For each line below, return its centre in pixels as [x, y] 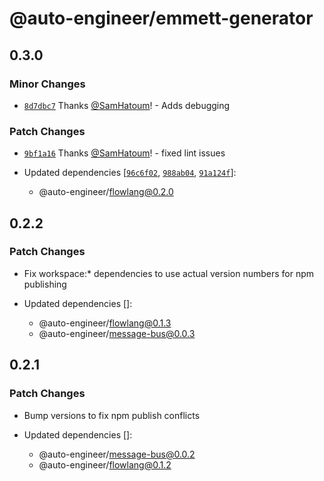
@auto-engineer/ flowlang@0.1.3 [105, 323]
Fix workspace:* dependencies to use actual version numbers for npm [169, 273]
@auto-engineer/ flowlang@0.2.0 [106, 192]
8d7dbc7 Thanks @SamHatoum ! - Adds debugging [127, 105]
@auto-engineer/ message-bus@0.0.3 [117, 333]
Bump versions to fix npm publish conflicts [112, 415]
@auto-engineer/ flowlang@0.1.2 [105, 464]
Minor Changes [47, 84]
